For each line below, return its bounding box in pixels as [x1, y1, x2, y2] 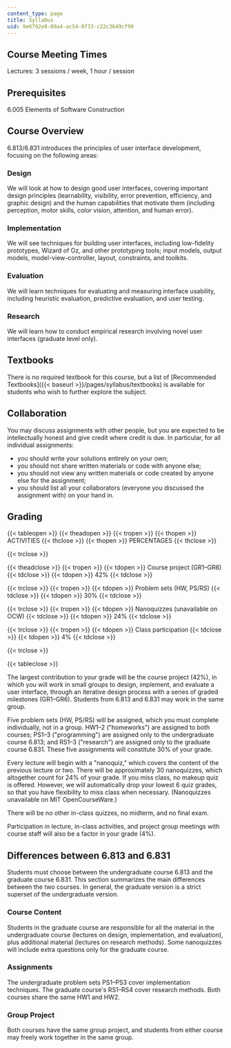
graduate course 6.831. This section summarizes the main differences [7, 876, 205, 884]
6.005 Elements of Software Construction [7, 105, 125, 113]
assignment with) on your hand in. [17, 490, 114, 499]
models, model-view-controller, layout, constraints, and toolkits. [7, 254, 188, 262]
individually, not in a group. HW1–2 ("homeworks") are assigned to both [7, 724, 210, 732]
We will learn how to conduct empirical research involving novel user [7, 327, 203, 335]
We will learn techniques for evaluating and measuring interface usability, [7, 286, 216, 295]
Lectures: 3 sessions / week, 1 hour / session [7, 67, 135, 75]
